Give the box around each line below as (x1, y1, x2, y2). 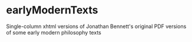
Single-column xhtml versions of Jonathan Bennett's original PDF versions (6, 23, 187, 30)
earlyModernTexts (6, 3, 98, 17)
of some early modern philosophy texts (6, 29, 101, 36)
